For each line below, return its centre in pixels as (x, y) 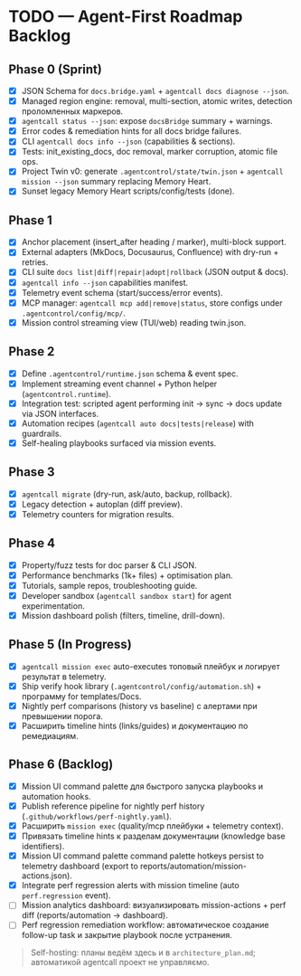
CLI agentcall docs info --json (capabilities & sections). (128, 141)
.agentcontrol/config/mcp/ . (73, 313)
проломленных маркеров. (72, 111)
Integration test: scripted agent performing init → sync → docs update (151, 403)
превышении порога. (62, 716)
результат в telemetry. (64, 677)
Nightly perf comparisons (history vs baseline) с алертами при (139, 706)
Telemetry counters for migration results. (98, 514)
